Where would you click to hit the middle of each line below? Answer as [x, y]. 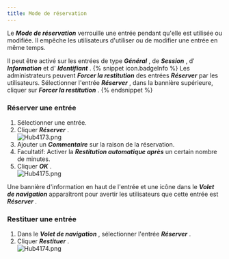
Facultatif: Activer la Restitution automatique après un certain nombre [117, 151]
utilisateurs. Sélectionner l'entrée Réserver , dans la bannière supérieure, [110, 82]
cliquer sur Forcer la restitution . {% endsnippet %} [80, 90]
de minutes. [33, 159]
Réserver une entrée [42, 108]
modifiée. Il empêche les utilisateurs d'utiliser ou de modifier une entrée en [112, 40]
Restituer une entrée [42, 219]
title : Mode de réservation [47, 13]
